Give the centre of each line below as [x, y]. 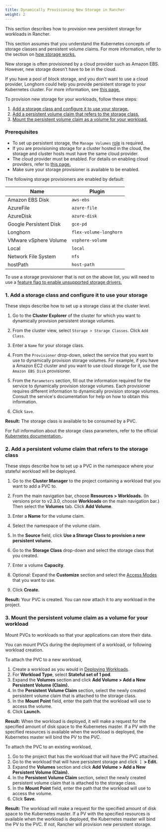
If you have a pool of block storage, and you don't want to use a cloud [77, 79]
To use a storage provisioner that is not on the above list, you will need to [80, 277]
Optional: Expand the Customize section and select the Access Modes [84, 575]
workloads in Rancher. [28, 34]
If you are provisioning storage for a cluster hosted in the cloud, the [81, 148]
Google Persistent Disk [34, 224]
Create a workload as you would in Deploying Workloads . [71, 669]
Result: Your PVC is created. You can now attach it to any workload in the [80, 600]
